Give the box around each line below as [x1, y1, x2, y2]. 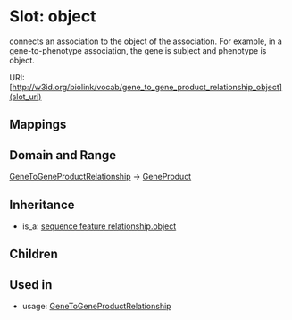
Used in [9, 277, 53, 292]
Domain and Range [9, 147, 117, 163]
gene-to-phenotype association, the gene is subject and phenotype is [9, 45, 267, 55]
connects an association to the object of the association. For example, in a [9, 36, 283, 46]
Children [9, 247, 58, 262]
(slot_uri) [9, 91, 42, 102]
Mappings [9, 117, 67, 132]
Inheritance [9, 197, 75, 212]
